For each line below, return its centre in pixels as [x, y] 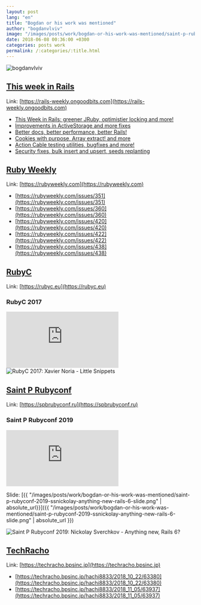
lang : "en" [20, 17]
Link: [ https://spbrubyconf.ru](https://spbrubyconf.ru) [72, 405]
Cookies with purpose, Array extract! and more [73, 138]
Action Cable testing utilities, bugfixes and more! [74, 145]
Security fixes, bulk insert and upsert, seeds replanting [83, 151]
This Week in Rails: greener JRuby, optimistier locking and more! [94, 119]
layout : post [22, 12]
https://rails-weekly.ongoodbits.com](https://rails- [83, 101]
